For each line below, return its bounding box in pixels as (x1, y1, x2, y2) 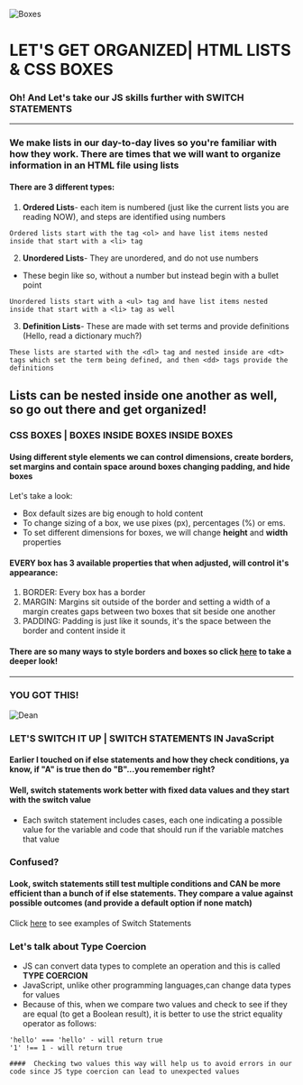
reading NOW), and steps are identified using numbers (22, 211, 226, 222)
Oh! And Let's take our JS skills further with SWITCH (9, 91, 245, 104)
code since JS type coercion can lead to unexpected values (9, 1067, 241, 1076)
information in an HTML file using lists (9, 159, 179, 171)
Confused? (9, 856, 60, 869)
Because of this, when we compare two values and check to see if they (22, 998, 289, 1009)
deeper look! (9, 655, 59, 667)
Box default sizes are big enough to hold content (22, 508, 204, 519)
